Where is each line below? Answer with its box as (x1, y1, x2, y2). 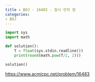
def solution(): (5, 44, 39, 49)
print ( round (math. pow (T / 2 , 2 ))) (14, 53, 81, 58)
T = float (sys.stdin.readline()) (14, 48, 84, 53)
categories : (5, 12, 30, 17)
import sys (5, 30, 28, 35)
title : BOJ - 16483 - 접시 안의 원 (5, 7, 76, 12)
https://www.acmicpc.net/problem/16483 (5, 71, 90, 77)
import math (5, 35, 30, 40)
